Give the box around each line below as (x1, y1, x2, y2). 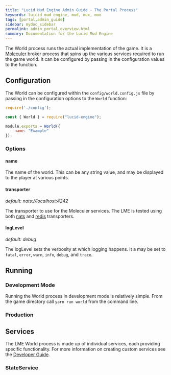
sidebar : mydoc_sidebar (5, 21, 56, 27)
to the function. (5, 62, 38, 67)
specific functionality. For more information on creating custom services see (5, 346, 166, 353)
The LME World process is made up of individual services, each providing (5, 341, 160, 347)
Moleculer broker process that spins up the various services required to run (5, 51, 164, 57)
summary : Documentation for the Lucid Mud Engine (5, 31, 113, 36)
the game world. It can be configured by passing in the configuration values (5, 56, 165, 62)
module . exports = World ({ (5, 124, 60, 129)
